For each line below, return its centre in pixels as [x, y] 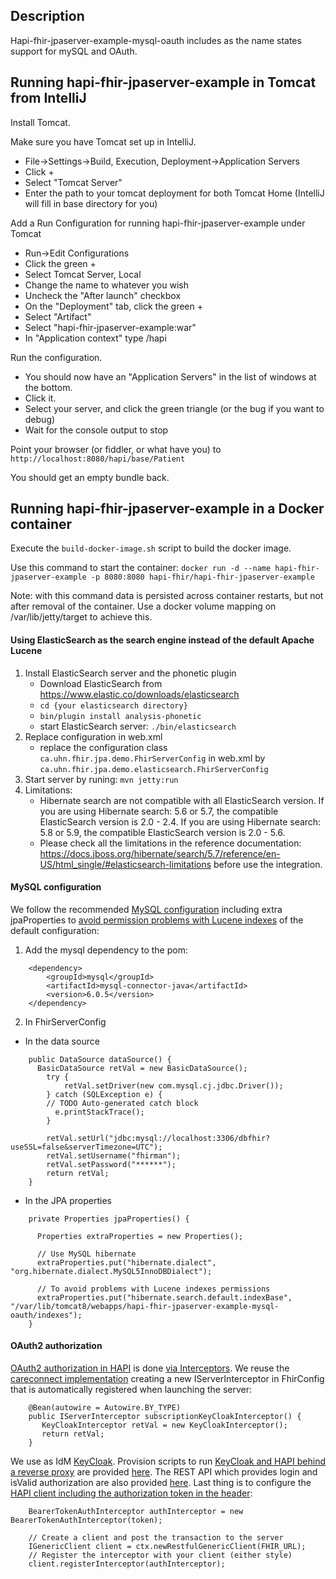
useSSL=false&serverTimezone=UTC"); [86, 1147]
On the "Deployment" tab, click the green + [113, 306]
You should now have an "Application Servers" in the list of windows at [170, 376]
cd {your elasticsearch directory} [113, 705]
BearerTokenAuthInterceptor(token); [86, 1520]
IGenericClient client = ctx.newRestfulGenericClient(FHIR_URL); [167, 1547]
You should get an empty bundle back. [90, 477]
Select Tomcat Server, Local [83, 274]
